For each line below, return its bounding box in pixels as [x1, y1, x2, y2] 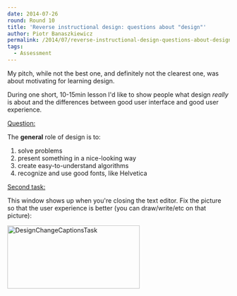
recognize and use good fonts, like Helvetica [17, 169, 147, 177]
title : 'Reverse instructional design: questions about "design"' [7, 23, 207, 30]
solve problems [17, 146, 63, 155]
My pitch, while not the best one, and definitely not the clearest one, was [7, 69, 219, 78]
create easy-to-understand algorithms [17, 161, 129, 170]
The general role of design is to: [7, 132, 101, 141]
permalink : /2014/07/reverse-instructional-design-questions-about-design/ [7, 37, 235, 44]
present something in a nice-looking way [17, 153, 136, 162]
